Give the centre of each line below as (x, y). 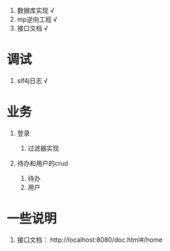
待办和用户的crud (42, 163)
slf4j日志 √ (32, 80)
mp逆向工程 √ (37, 19)
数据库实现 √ (36, 10)
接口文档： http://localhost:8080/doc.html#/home (90, 240)
